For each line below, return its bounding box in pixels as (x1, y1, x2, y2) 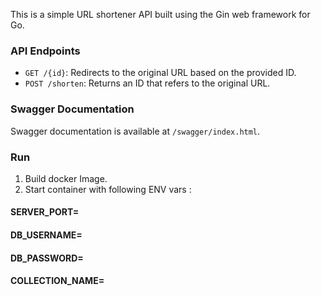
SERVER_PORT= (10, 206, 80, 218)
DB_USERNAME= (10, 229, 83, 241)
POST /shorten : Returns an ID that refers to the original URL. (24, 77, 271, 89)
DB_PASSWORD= (10, 252, 84, 264)
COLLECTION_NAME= (10, 275, 105, 287)
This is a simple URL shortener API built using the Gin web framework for (10, 9, 311, 20)
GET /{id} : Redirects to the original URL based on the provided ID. (24, 67, 297, 79)
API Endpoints (10, 44, 81, 58)
